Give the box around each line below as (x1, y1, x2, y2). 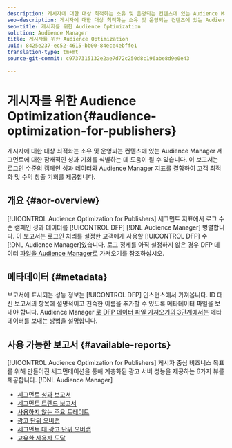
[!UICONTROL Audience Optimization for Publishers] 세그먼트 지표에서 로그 (7, 214, 217, 223)
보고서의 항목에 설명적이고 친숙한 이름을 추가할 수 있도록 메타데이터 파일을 (14, 299, 214, 308)
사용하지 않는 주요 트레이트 (17, 408, 90, 416)
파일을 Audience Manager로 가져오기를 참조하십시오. (19, 249, 164, 257)
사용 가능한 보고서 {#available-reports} (7, 339, 171, 351)
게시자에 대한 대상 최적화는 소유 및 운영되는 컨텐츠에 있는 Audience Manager (7, 147, 216, 155)
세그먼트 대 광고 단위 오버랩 (17, 425, 92, 433)
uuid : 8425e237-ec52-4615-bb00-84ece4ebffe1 (7, 42, 137, 49)
